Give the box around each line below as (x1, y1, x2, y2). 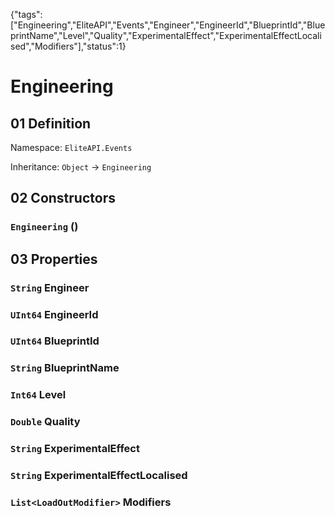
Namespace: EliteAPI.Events (10, 142, 133, 153)
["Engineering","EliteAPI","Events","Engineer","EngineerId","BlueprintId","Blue (10, 19, 326, 31)
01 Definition (10, 115, 92, 132)
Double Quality (10, 415, 81, 429)
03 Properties (10, 250, 98, 268)
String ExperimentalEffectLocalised (10, 469, 188, 483)
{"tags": (10, 9, 43, 20)
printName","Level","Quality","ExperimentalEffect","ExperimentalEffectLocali (10, 30, 322, 41)
